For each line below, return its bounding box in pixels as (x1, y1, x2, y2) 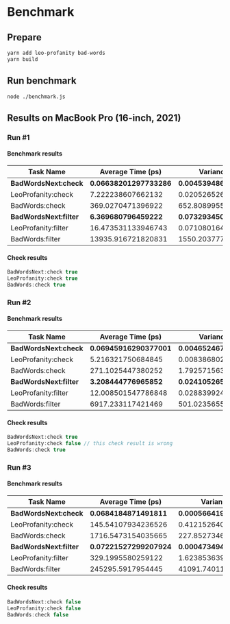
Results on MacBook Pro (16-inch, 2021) (7, 112, 181, 123)
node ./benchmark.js (7, 93, 66, 100)
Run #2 (7, 298, 31, 307)
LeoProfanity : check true (7, 275, 78, 282)
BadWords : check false (7, 611, 69, 618)
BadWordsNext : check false (7, 599, 81, 605)
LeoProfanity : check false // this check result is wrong (7, 440, 173, 446)
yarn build (7, 56, 38, 62)
